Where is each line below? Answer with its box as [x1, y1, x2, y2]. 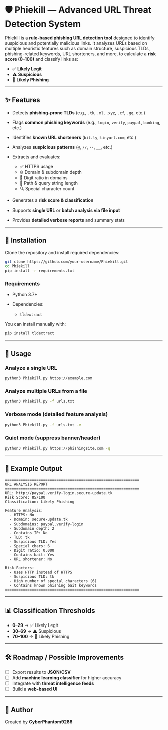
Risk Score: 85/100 [5, 495, 46, 500]
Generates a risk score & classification [12, 197, 94, 203]
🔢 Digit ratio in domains [19, 174, 68, 181]
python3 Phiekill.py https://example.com [5, 376, 93, 381]
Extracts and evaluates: [12, 154, 61, 160]
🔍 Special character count [19, 185, 75, 191]
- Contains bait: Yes [9, 552, 55, 558]
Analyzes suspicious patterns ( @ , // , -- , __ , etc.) [12, 144, 113, 150]
